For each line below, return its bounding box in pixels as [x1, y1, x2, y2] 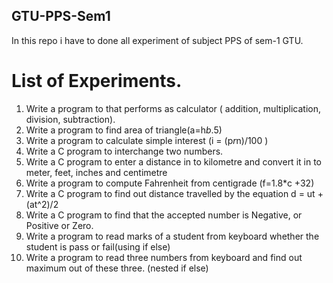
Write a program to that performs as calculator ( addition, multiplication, [25, 102, 321, 114]
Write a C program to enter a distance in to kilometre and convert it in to [25, 155, 322, 168]
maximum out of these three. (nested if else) [25, 262, 209, 274]
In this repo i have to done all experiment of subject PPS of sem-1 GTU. [11, 34, 304, 46]
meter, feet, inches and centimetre [25, 166, 168, 178]
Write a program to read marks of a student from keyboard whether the [25, 230, 320, 242]
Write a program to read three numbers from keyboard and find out [25, 251, 303, 263]
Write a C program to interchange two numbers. [25, 145, 224, 157]
